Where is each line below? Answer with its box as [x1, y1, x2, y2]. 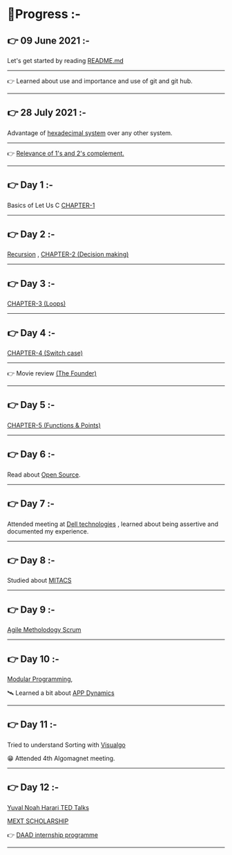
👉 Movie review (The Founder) [7, 369, 97, 378]
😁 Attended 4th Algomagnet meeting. [7, 754, 115, 762]
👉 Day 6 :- [7, 448, 55, 460]
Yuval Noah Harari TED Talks [7, 803, 90, 811]
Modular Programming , [7, 675, 73, 683]
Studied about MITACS [7, 576, 72, 585]
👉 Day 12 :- [7, 782, 59, 793]
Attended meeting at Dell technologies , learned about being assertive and [7, 520, 219, 528]
